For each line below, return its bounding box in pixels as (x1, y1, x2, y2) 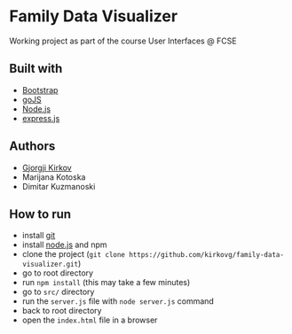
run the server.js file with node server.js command (21, 296, 215, 307)
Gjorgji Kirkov (21, 162, 73, 173)
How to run (9, 206, 72, 221)
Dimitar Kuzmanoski (21, 181, 96, 191)
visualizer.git (21, 260, 79, 269)
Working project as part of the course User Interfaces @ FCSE (9, 35, 237, 46)
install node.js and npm (21, 239, 107, 250)
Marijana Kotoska (21, 171, 86, 183)
